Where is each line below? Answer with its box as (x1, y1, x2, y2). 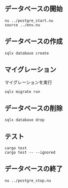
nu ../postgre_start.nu (4, 18, 54, 23)
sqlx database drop (4, 118, 45, 123)
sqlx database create (4, 51, 49, 56)
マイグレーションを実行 (4, 79, 52, 85)
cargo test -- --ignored (4, 150, 56, 155)
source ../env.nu (4, 22, 40, 27)
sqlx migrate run (4, 89, 40, 94)
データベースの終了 (4, 165, 63, 173)
